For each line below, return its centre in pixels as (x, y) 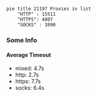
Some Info (22, 40)
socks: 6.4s (30, 88)
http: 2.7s (27, 75)
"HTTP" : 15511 (37, 14)
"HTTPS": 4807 (35, 20)
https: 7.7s (28, 81)
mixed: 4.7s (30, 68)
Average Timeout (29, 54)
